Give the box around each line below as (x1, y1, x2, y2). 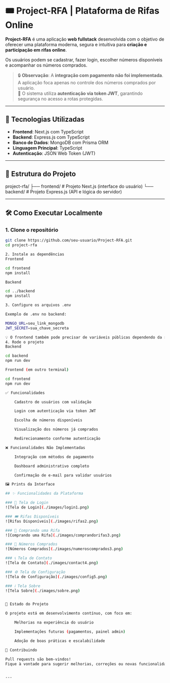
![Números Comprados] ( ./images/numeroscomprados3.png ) (5, 547, 123, 552)
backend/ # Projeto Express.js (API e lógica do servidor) (5, 188, 122, 194)
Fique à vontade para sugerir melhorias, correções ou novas (5, 661, 137, 666)
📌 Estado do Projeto (5, 602, 49, 607)
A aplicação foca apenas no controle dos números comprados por (17, 79, 156, 85)
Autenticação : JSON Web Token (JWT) (12, 150, 96, 156)
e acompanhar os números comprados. (5, 62, 88, 68)
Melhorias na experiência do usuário (14, 620, 94, 625)
